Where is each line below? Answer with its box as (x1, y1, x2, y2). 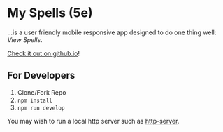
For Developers (7, 70, 75, 81)
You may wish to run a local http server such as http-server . (7, 117, 180, 125)
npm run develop (17, 104, 65, 112)
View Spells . (7, 35, 43, 44)
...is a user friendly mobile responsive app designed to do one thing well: (7, 28, 217, 37)
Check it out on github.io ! (7, 49, 80, 58)
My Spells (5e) (7, 5, 93, 21)
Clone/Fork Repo (17, 88, 66, 96)
